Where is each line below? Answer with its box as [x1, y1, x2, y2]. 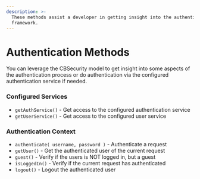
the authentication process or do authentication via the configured [6, 71, 169, 78]
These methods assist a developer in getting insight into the [11, 14, 171, 20]
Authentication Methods [6, 45, 130, 59]
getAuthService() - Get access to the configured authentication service [14, 106, 190, 113]
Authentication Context [6, 127, 76, 136]
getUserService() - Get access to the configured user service [14, 112, 167, 120]
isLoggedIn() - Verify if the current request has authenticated [14, 159, 166, 167]
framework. [11, 20, 39, 26]
